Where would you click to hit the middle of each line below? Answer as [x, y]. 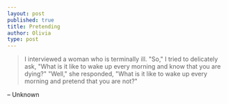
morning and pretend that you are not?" [81, 81]
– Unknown [23, 95]
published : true [31, 20]
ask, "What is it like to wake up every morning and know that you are [122, 67]
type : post [23, 40]
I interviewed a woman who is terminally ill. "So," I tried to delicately [121, 59]
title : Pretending [34, 26]
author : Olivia [29, 33]
